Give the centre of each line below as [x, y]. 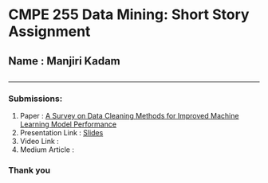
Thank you [29, 170]
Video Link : [39, 142]
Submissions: [35, 99]
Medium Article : [47, 150]
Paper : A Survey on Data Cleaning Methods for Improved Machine [129, 116]
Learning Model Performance [68, 124]
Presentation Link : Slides [61, 133]
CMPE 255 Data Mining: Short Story [129, 15]
